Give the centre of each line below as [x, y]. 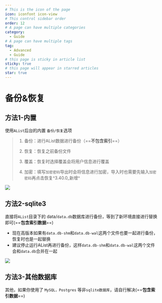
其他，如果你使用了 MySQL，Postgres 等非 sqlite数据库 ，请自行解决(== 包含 [78, 289]
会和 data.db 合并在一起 [34, 251]
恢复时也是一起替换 [31, 239]
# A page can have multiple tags [39, 41]
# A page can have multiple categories [45, 28]
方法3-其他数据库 [31, 277]
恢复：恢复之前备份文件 [48, 151]
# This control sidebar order [36, 18]
